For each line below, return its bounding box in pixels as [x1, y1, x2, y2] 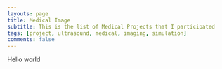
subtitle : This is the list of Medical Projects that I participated [7, 23, 216, 30]
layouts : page [7, 10, 49, 17]
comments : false [7, 36, 55, 43]
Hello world [7, 55, 41, 63]
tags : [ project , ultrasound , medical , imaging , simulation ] [7, 29, 188, 37]
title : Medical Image [7, 17, 71, 24]
